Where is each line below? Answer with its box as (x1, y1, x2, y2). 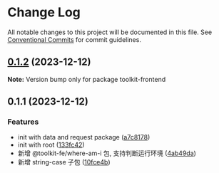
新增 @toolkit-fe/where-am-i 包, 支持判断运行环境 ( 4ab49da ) (17, 149, 196, 157)
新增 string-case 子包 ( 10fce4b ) (17, 158, 111, 167)
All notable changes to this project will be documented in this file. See (7, 28, 213, 36)
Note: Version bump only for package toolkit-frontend (7, 75, 166, 83)
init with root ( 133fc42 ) (17, 140, 85, 150)
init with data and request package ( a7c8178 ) (17, 133, 151, 142)
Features (7, 117, 39, 127)
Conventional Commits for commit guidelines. (7, 35, 141, 43)
